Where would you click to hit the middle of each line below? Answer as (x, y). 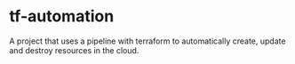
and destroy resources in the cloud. (74, 50)
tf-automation (62, 16)
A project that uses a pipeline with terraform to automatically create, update (147, 41)
